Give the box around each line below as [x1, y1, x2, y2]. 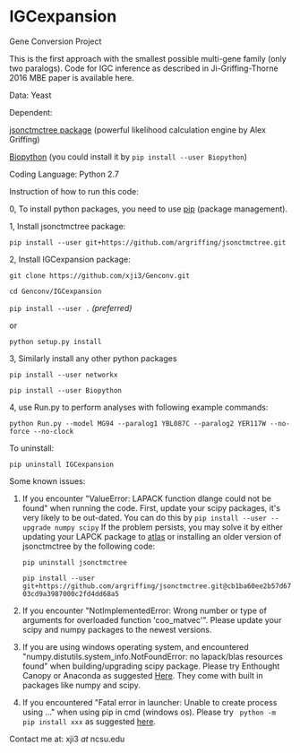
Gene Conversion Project [9, 36, 102, 47]
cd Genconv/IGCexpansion [9, 287, 102, 296]
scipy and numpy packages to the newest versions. [21, 624, 212, 635]
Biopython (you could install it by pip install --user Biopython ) [9, 151, 248, 162]
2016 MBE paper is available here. [9, 72, 134, 82]
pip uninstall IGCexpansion [9, 460, 115, 469]
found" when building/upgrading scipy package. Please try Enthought [21, 661, 280, 671]
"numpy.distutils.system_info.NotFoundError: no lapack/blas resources [21, 651, 284, 662]
